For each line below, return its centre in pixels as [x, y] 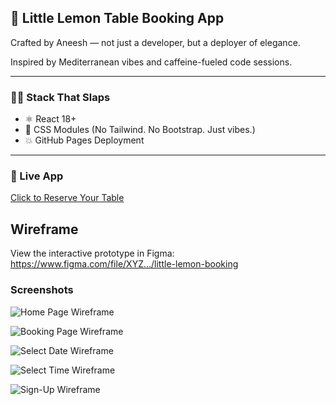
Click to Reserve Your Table [67, 198]
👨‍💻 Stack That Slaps [60, 97]
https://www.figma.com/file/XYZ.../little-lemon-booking [124, 264]
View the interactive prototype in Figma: [92, 253]
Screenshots [42, 290]
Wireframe [44, 229]
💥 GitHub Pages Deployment [84, 140]
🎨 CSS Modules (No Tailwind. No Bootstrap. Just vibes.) [140, 130]
